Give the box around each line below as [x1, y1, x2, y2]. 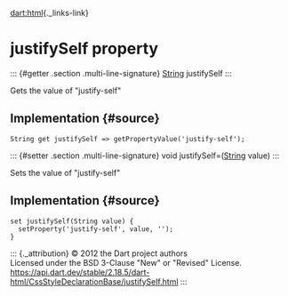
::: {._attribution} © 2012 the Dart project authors [10, 248, 188, 259]
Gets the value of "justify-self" [10, 84, 122, 96]
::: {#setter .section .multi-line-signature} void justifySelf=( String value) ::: [10, 150, 280, 161]
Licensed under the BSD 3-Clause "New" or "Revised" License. [10, 257, 243, 268]
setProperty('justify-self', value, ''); [18, 224, 174, 234]
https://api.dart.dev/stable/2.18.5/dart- [10, 267, 150, 277]
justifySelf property [10, 39, 159, 59]
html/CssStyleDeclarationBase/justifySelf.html [10, 276, 179, 287]
